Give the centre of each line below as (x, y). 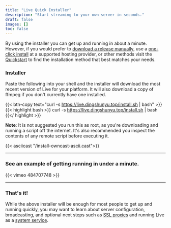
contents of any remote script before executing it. (57, 136)
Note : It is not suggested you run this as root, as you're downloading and (82, 125)
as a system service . (27, 220)
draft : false (19, 19)
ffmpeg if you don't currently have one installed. (56, 95)
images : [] (17, 24)
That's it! (17, 193)
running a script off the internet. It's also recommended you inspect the (80, 131)
